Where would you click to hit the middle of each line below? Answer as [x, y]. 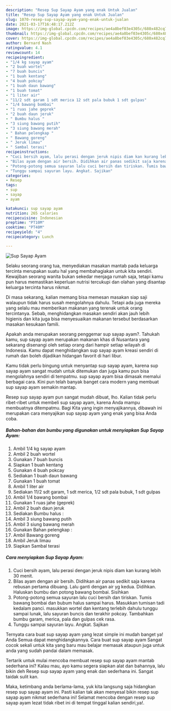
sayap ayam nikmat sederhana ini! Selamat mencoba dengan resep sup [80, 697]
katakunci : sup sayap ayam [34, 208]
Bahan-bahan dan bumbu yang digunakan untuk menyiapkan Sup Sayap [85, 430]
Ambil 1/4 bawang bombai [40, 497]
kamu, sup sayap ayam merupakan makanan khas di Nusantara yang [78, 339]
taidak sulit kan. [22, 676]
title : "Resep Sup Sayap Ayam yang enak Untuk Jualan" [65, 15]
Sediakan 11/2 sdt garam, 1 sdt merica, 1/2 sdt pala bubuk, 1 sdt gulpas [87, 492]
